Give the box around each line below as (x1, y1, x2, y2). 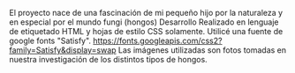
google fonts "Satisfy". (9, 35, 91, 46)
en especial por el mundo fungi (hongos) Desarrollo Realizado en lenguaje (9, 17, 279, 27)
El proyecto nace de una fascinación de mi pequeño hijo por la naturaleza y (9, 8, 284, 18)
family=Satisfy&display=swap (9, 45, 117, 55)
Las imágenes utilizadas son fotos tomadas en (117, 45, 287, 55)
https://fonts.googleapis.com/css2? (92, 35, 223, 46)
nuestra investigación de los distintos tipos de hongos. (9, 55, 208, 64)
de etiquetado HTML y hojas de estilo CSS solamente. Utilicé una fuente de (9, 26, 284, 36)
